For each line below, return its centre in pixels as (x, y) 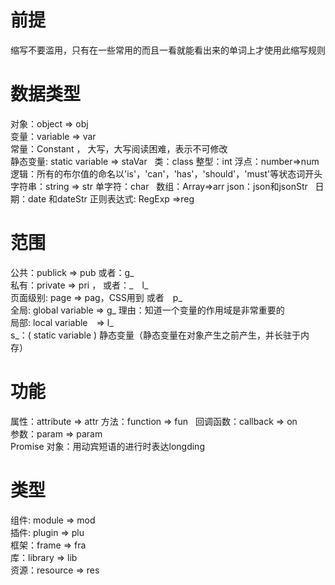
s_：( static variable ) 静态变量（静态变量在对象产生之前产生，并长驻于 (156, 335)
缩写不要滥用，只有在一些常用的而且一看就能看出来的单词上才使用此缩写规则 (168, 50)
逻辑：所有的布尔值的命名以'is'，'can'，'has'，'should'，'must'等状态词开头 (166, 173)
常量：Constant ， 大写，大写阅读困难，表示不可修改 (119, 148)
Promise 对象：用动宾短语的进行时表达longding (107, 446)
